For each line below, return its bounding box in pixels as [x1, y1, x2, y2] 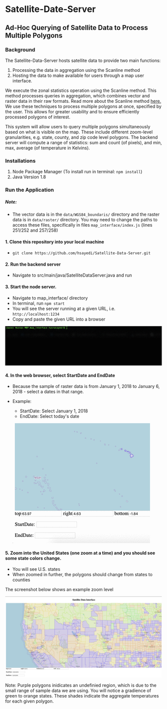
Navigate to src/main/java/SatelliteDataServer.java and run [12, 272, 132, 278]
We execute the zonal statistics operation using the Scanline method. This [5, 87, 157, 93]
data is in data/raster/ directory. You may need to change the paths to [12, 217, 158, 223]
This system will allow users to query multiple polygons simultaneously [5, 123, 151, 129]
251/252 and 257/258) [12, 227, 58, 233]
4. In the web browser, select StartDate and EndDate [5, 372, 115, 378]
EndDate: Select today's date [19, 413, 80, 419]
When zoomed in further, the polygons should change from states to [12, 572, 153, 578]
